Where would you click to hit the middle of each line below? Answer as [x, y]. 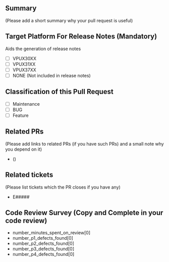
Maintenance [26, 104]
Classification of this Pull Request [59, 92]
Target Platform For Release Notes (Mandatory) [81, 37]
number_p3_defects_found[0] [43, 249]
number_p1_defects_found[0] [43, 238]
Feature [20, 115]
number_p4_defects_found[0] [43, 254]
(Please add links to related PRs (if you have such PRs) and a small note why [84, 144]
